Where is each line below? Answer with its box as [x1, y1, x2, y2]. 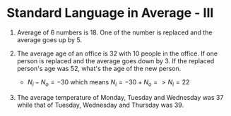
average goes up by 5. [16, 35, 83, 44]
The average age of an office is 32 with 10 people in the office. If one [16, 49, 218, 58]
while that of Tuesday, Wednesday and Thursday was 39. [16, 101, 184, 109]
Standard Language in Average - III [6, 5, 214, 21]
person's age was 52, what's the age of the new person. [16, 64, 182, 72]
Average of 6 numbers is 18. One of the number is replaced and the [16, 28, 213, 37]
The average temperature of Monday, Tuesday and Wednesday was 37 [16, 93, 224, 101]
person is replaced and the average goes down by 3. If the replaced [16, 56, 215, 65]
